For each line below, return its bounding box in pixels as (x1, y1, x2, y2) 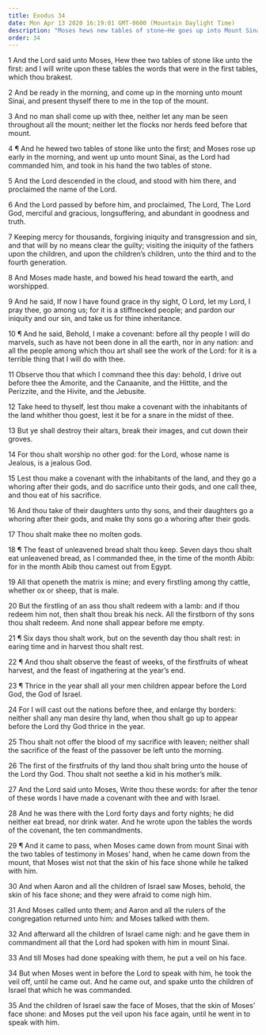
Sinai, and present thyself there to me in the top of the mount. (8, 96, 209, 106)
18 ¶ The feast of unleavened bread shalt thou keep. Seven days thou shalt (8, 545, 253, 554)
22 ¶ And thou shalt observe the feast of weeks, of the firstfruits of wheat (8, 657, 249, 667)
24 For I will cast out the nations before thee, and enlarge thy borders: (8, 705, 237, 715)
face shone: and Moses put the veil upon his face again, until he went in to (8, 1010, 251, 1019)
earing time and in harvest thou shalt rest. (8, 642, 144, 651)
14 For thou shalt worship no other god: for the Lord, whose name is (8, 450, 230, 459)
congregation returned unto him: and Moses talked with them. (8, 914, 210, 924)
